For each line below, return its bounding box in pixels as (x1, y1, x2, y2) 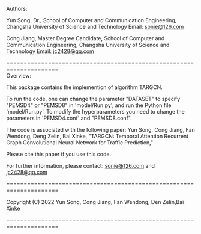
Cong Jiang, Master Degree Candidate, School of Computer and (6, 35, 165, 42)
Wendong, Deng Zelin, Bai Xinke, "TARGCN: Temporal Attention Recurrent (6, 132, 189, 140)
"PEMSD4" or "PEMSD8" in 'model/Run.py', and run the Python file (6, 102, 172, 109)
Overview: (6, 72, 32, 79)
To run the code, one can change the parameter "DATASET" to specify (6, 96, 181, 102)
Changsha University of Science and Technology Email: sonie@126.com (6, 23, 184, 30)
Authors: (6, 5, 28, 12)
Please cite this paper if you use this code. (6, 150, 112, 158)
